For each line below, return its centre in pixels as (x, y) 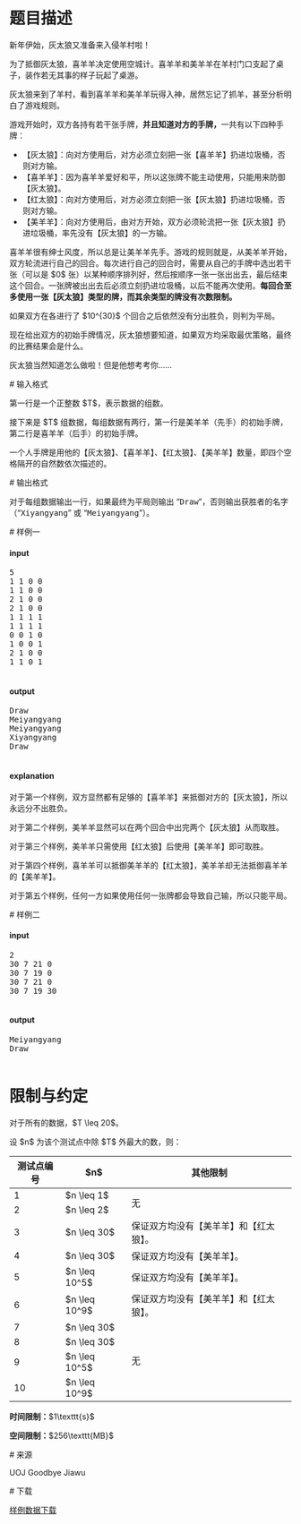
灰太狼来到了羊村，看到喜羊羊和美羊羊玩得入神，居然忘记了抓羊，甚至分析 (146, 94)
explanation (32, 775)
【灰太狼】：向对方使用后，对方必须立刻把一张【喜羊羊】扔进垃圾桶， (150, 154)
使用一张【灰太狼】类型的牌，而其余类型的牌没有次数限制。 (127, 296)
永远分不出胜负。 (41, 808)
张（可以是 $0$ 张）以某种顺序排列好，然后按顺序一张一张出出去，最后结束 (149, 274)
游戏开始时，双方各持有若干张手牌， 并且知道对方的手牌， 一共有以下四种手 (146, 124)
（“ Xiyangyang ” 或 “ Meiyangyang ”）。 (82, 512)
